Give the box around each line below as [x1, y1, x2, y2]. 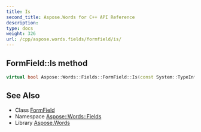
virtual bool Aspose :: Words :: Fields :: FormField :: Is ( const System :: [6, 74, 178, 80]
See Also [6, 90, 40, 101]
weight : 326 [6, 31, 36, 37]
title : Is [6, 8, 31, 15]
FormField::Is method [6, 58, 88, 68]
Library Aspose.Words [14, 119, 71, 126]
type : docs [6, 25, 33, 32]
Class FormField [14, 106, 55, 114]
